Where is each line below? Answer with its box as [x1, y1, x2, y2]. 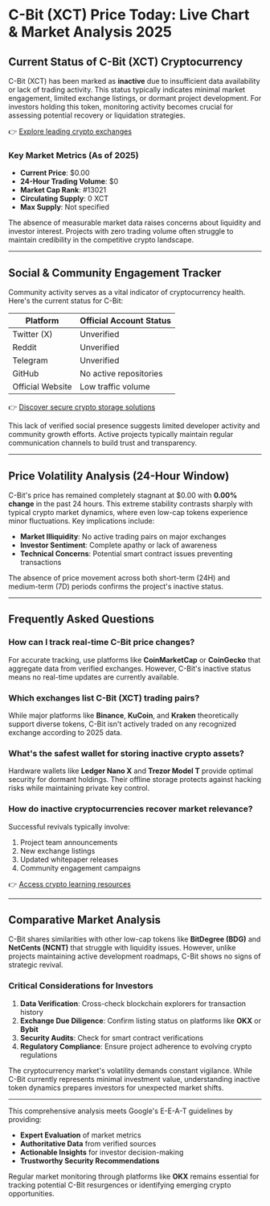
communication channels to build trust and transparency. [8, 438, 198, 448]
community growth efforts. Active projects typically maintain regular [8, 430, 234, 439]
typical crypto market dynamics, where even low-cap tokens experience [8, 507, 248, 517]
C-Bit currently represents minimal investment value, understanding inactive [8, 1074, 260, 1083]
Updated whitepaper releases [19, 855, 119, 864]
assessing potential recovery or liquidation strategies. [8, 110, 186, 120]
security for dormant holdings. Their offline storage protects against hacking [8, 775, 262, 784]
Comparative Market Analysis [8, 913, 161, 926]
